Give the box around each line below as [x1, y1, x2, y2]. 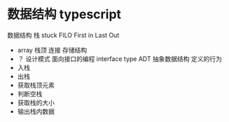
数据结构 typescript [7, 6, 121, 22]
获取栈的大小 [17, 98, 55, 107]
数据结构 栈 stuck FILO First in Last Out [7, 31, 120, 39]
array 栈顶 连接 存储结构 [17, 46, 88, 54]
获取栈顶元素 [17, 81, 55, 89]
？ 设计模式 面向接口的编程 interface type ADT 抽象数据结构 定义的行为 [17, 54, 222, 63]
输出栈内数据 [17, 107, 55, 116]
